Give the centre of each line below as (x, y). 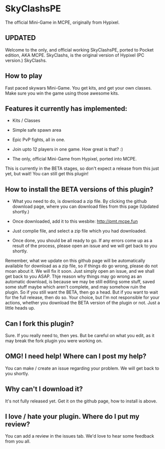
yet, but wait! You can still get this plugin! (47, 174)
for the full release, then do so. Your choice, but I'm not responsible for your (82, 298)
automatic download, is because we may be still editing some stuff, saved (80, 282)
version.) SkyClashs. (26, 60)
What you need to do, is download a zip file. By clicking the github (80, 201)
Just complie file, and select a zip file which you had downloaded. (79, 231)
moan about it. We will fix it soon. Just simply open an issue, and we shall (80, 271)
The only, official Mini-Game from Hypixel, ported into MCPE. (74, 159)
